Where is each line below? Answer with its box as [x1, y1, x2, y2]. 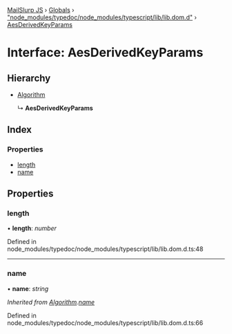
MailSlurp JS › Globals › [7, 6, 75, 14]
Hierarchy [7, 72, 51, 84]
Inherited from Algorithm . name [7, 297, 95, 306]
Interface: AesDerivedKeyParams [7, 45, 204, 61]
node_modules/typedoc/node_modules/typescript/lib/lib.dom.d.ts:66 [7, 318, 204, 327]
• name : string [7, 284, 49, 293]
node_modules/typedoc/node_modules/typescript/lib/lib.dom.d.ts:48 [7, 245, 204, 253]
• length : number [7, 224, 57, 232]
